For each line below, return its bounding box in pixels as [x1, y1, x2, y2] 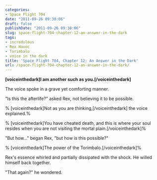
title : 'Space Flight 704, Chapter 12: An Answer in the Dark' [5, 58, 139, 63]
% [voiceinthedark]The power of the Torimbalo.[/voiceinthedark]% [5, 145, 142, 151]
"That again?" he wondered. [5, 170, 63, 176]
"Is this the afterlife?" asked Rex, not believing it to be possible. [5, 95, 134, 102]
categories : [5, 7, 30, 12]
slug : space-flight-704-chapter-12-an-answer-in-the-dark [5, 30, 127, 35]
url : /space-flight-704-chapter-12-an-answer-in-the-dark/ [5, 63, 130, 68]
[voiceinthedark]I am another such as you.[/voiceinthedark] [5, 77, 131, 83]
